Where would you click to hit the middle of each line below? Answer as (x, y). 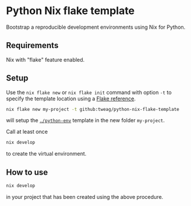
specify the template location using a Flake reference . (71, 99)
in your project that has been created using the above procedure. (85, 197)
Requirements (32, 45)
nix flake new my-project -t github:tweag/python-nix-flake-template (93, 109)
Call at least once (27, 132)
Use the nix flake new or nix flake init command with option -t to (89, 92)
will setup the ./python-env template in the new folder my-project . (86, 120)
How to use (27, 172)
